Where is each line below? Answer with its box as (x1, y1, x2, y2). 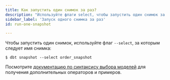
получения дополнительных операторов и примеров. (5, 69, 122, 75)
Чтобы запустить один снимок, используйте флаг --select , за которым (5, 40, 160, 46)
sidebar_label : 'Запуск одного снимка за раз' (5, 17, 106, 22)
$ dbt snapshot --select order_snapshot (5, 55, 93, 60)
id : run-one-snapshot (5, 21, 51, 27)
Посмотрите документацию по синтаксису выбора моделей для (5, 64, 146, 70)
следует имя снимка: (5, 45, 52, 51)
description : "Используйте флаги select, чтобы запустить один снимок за (5, 12, 165, 17)
